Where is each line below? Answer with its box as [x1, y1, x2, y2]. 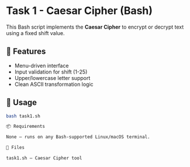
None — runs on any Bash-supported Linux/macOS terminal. [6, 134, 150, 140]
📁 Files [6, 145, 25, 151]
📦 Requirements [6, 124, 46, 130]
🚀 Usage [6, 98, 37, 107]
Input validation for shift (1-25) [14, 68, 88, 75]
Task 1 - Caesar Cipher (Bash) [6, 4, 153, 18]
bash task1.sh [6, 113, 41, 119]
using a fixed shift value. [6, 29, 65, 36]
